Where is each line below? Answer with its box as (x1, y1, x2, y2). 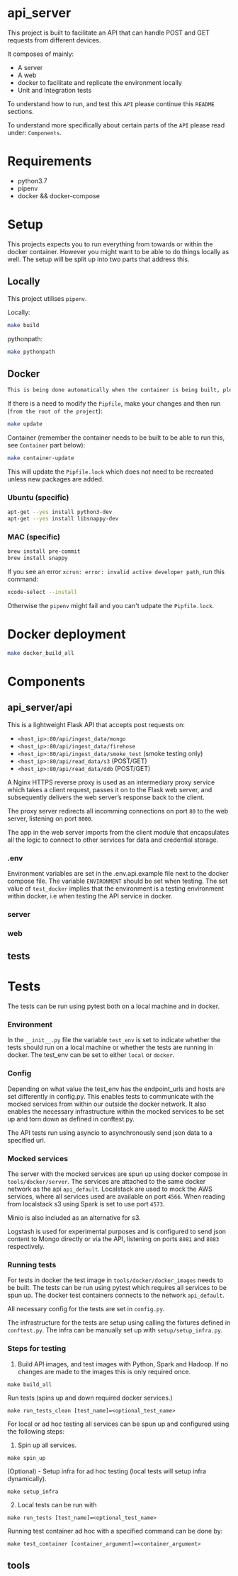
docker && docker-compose (17, 191, 101, 200)
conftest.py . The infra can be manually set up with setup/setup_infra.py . (7, 1326, 223, 1335)
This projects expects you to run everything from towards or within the (7, 239, 213, 249)
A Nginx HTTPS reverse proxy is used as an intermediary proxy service (7, 777, 215, 787)
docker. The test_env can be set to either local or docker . (7, 1051, 175, 1059)
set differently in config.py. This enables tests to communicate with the (7, 1092, 215, 1100)
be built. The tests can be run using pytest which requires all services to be (7, 1284, 227, 1292)
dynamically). (7, 1474, 47, 1483)
